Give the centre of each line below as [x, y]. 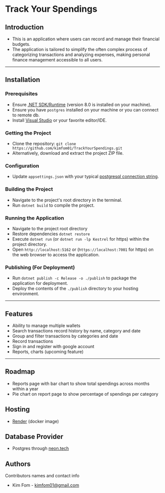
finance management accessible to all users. [57, 60]
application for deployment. [40, 283]
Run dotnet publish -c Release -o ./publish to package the [74, 278]
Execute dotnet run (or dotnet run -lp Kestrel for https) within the [81, 239]
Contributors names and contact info [42, 476]
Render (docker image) [35, 421]
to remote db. [26, 115]
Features [19, 314]
